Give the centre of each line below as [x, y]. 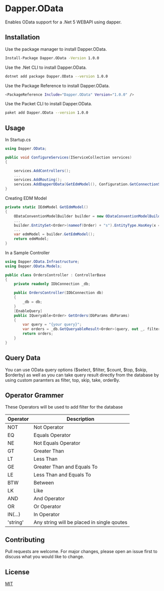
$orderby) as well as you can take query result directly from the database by [82, 375]
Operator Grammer [34, 395]
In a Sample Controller [28, 253]
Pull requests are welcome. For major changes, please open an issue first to [81, 552]
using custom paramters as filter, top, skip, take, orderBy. [63, 380]
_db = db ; [32, 302]
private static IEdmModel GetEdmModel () [47, 207]
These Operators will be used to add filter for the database [64, 407]
